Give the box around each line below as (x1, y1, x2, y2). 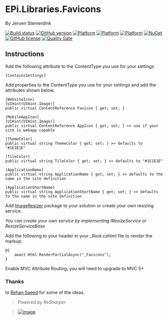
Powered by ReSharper (17, 299, 66, 305)
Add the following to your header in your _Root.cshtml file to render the (5, 232, 152, 238)
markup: (5, 238, 23, 244)
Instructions (5, 50, 44, 58)
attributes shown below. (5, 87, 55, 93)
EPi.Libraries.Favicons (5, 4, 102, 15)
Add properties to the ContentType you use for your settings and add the (5, 82, 156, 88)
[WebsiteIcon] (5, 97, 35, 102)
